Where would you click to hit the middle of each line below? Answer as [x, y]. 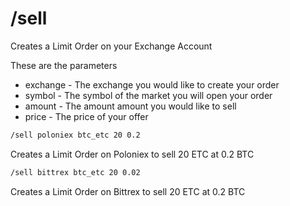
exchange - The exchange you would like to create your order [152, 84]
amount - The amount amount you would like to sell [130, 106]
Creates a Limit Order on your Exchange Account [111, 46]
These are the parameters [64, 65]
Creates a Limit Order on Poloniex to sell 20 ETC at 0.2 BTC [132, 154]
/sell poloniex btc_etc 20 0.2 [75, 135]
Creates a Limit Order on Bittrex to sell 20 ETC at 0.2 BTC [128, 191]
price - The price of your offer [86, 116]
